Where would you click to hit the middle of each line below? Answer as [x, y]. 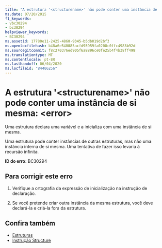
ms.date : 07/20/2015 [26, 14]
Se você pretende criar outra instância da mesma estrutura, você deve [82, 203]
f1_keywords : [18, 19]
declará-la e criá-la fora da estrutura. [49, 208]
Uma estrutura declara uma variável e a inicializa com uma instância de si [78, 127]
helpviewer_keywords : [27, 32]
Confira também [30, 223]
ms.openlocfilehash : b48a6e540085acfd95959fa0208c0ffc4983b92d [70, 46]
